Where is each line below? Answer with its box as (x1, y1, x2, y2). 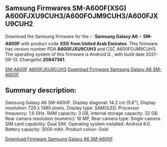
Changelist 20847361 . (19, 56, 66, 62)
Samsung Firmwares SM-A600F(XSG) (5, 4, 126, 13)
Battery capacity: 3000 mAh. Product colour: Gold (5, 126, 108, 132)
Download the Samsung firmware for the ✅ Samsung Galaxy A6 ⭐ (5, 33, 142, 39)
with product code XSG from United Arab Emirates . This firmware (20, 40, 158, 47)
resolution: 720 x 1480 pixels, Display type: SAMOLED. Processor (5, 105, 139, 111)
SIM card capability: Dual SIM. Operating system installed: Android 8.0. (5, 120, 151, 127)
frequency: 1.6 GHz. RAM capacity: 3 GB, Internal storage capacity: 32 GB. (5, 110, 159, 116)
